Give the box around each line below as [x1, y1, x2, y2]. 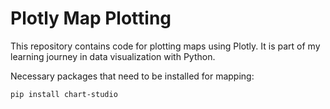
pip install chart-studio [10, 89, 118, 99]
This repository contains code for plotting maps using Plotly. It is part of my [10, 40, 321, 52]
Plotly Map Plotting [10, 7, 172, 30]
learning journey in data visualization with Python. [10, 50, 216, 62]
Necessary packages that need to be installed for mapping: [10, 70, 255, 82]
